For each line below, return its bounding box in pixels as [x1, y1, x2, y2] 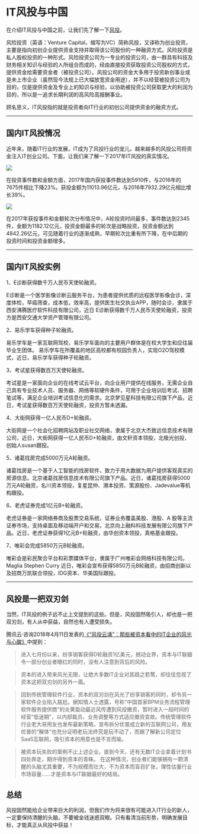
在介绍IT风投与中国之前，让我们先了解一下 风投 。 [6, 26, 126, 33]
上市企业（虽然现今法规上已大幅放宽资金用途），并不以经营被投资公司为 [16, 75, 191, 83]
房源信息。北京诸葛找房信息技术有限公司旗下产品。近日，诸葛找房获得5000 [6, 474, 191, 481]
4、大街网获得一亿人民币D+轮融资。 [6, 414, 95, 421]
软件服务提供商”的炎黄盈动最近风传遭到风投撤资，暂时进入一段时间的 [20, 706, 190, 713]
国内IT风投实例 [6, 262, 60, 272]
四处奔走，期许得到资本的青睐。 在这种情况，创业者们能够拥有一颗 [20, 756, 184, 763]
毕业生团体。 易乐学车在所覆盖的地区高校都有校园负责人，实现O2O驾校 [6, 346, 179, 354]
